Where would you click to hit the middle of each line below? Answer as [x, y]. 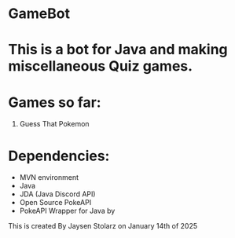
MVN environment [49, 178]
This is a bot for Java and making [118, 50]
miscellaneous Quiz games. [101, 66]
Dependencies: [59, 156]
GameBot [39, 14]
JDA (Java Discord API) [57, 194]
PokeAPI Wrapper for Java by [67, 211]
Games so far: [55, 102]
